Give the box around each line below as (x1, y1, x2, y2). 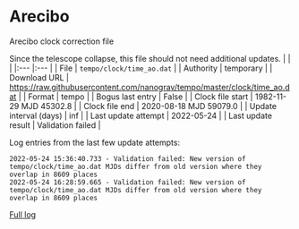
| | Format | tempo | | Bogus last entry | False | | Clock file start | (18, 91, 253, 102)
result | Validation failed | (9, 119, 101, 131)
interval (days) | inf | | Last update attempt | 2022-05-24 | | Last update (9, 110, 273, 121)
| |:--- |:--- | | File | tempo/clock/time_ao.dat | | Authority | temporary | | (9, 63, 273, 73)
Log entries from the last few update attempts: (9, 137, 181, 148)
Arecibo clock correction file (9, 36, 115, 47)
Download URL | (9, 72, 70, 82)
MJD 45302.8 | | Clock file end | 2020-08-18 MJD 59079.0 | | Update (21, 100, 278, 111)
